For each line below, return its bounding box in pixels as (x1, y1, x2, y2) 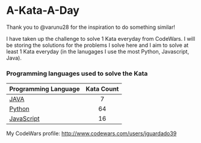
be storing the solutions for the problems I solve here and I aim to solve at (6, 41, 189, 49)
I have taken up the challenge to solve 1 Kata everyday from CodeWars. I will (6, 35, 196, 42)
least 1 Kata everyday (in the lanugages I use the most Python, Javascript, (6, 47, 190, 55)
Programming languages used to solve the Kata (6, 69, 148, 78)
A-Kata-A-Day (6, 4, 80, 17)
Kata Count (85, 85, 119, 93)
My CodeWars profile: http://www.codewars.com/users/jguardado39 (6, 130, 177, 137)
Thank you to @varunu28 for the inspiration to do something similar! (6, 23, 176, 31)
